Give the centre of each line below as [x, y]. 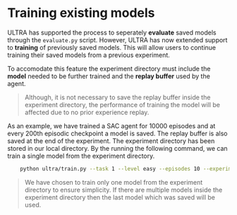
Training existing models [81, 13]
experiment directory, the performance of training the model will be [122, 104]
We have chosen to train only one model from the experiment [114, 182]
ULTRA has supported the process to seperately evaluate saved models [112, 32]
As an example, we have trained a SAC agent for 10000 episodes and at [111, 125]
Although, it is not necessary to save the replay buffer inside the [117, 97]
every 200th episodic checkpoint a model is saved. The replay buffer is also [117, 133]
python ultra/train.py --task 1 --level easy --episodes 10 [110, 168]
